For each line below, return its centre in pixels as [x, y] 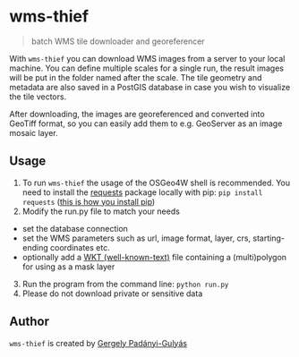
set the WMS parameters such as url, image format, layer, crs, [137, 238]
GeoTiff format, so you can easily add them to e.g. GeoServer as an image [146, 123]
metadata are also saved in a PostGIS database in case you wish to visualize [150, 87]
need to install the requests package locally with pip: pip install [142, 192]
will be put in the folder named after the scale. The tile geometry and [136, 77]
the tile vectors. [38, 97]
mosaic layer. [34, 132]
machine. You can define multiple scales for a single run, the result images [147, 68]
